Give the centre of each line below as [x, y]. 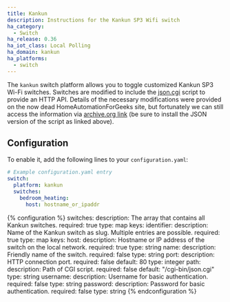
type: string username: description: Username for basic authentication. [108, 276]
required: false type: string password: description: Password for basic [106, 283]
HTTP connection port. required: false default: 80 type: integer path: [104, 262]
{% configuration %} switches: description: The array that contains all [106, 218]
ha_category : [26, 26]
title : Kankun [28, 13]
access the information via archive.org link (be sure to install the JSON [107, 114]
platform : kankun [38, 185]
